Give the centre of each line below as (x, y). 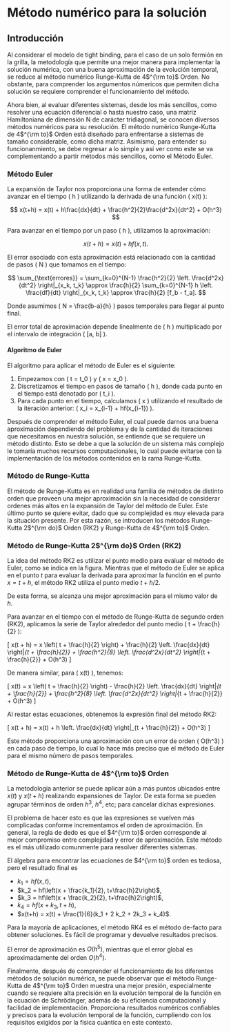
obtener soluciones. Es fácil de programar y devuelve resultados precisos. (113, 934)
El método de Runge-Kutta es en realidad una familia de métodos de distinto (115, 491)
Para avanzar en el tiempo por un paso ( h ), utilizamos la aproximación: (109, 231)
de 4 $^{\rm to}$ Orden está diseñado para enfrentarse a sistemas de (106, 134)
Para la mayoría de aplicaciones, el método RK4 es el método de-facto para (114, 927)
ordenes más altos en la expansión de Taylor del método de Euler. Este (108, 505)
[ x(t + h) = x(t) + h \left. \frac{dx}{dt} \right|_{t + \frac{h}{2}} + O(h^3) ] (109, 728)
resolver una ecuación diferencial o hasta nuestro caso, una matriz (102, 112)
